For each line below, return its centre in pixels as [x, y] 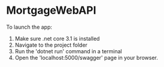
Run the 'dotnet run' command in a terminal [68, 51]
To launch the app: [29, 27]
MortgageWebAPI [51, 10]
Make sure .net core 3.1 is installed [57, 38]
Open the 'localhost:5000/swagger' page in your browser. [86, 57]
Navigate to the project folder [51, 45]
